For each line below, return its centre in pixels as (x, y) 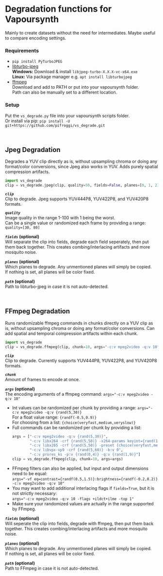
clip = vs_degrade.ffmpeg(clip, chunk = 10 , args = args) (67, 459)
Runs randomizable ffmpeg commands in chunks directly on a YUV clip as (79, 323)
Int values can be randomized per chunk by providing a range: (74, 407)
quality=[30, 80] (23, 228)
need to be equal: (30, 473)
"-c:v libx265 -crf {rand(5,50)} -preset (72, 445)
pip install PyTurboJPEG (37, 62)
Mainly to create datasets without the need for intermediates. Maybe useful (80, 33)
